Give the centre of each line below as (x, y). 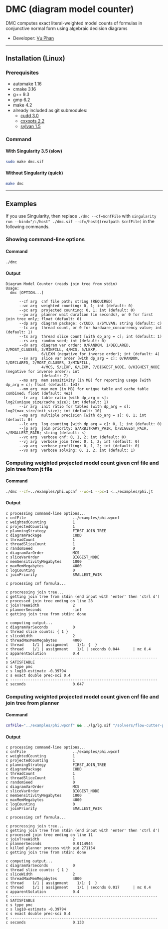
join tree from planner (32, 703)
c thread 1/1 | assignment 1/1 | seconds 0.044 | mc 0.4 (78, 649)
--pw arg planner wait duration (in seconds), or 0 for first (86, 314)
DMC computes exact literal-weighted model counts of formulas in (74, 23)
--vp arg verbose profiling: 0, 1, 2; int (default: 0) (79, 446)
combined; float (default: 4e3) (39, 393)
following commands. (28, 227)
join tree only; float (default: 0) (44, 319)
